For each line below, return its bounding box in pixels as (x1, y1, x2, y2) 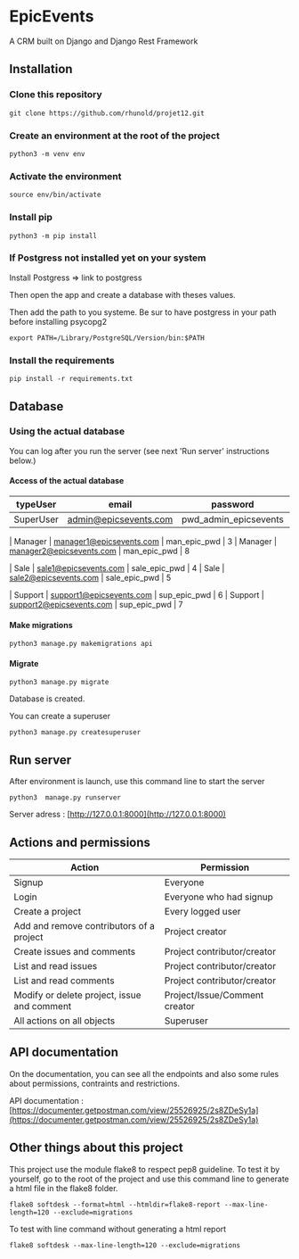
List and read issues (13, 960, 98, 973)
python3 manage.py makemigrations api (9, 640, 153, 649)
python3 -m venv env (9, 149, 86, 158)
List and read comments (13, 974, 115, 987)
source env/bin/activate (9, 190, 101, 200)
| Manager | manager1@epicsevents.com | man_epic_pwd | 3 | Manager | (9, 536, 278, 546)
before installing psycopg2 (9, 316, 108, 327)
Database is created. (9, 693, 85, 704)
